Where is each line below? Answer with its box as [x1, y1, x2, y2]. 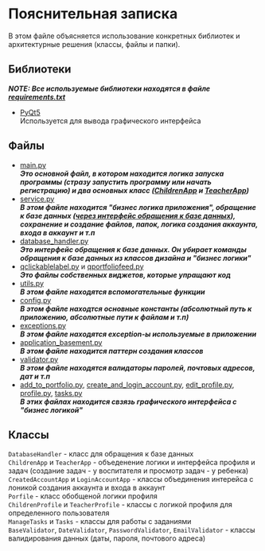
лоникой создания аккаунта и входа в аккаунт [8, 483, 166, 493]
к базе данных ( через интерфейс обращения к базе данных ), [19, 211, 236, 220]
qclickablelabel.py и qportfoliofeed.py [19, 262, 145, 271]
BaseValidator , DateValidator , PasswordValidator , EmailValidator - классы [8, 526, 256, 535]
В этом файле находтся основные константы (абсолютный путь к [19, 304, 252, 313]
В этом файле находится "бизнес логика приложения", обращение [19, 202, 257, 211]
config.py [19, 295, 52, 305]
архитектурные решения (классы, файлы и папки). [8, 39, 181, 49]
